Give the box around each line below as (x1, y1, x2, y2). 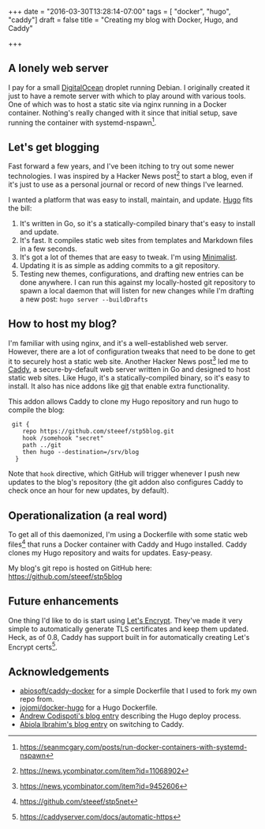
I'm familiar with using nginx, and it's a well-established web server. (8, 338, 229, 347)
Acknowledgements (8, 664, 110, 679)
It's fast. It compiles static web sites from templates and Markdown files (19, 235, 254, 244)
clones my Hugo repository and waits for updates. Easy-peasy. (8, 547, 213, 557)
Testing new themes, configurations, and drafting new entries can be (19, 269, 244, 278)
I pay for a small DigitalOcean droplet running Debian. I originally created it (8, 82, 250, 92)
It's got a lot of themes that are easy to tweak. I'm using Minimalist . (19, 252, 238, 262)
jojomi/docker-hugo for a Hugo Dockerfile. (19, 703, 158, 713)
